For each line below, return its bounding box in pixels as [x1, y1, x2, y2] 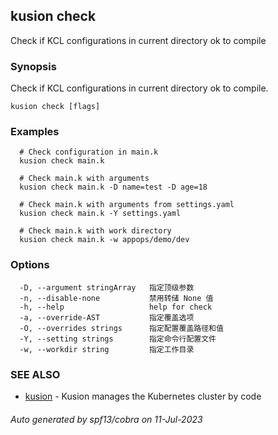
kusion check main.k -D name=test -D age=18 [19, 182, 208, 193]
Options [10, 258, 50, 272]
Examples [10, 125, 60, 139]
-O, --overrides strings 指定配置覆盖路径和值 [19, 323, 224, 333]
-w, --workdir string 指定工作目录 [19, 344, 195, 354]
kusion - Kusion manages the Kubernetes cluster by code [24, 390, 262, 402]
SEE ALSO [10, 367, 61, 381]
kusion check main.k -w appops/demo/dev [19, 235, 190, 245]
